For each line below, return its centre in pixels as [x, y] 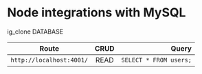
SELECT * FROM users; [157, 60]
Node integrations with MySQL [97, 13]
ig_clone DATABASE [35, 32]
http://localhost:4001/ [49, 60]
